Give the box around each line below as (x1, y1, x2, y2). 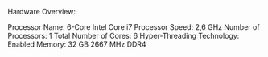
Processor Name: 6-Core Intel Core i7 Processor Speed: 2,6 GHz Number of (7, 22, 260, 31)
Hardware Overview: (7, 7, 76, 16)
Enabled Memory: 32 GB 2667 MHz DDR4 (7, 39, 146, 49)
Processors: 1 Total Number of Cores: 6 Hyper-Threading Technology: (7, 31, 240, 40)
